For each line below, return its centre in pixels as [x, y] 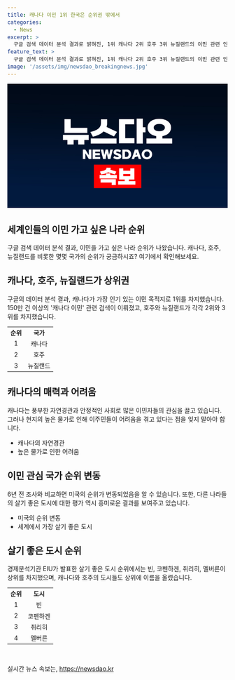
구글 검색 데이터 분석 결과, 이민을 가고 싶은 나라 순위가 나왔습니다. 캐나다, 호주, [114, 248]
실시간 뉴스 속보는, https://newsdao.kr [60, 668]
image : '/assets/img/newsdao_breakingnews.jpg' [78, 67]
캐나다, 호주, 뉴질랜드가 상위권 [68, 281]
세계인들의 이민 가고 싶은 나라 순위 [76, 229]
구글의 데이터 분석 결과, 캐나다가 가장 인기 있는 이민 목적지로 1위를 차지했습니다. [115, 299]
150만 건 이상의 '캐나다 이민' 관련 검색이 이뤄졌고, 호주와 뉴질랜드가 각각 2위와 [114, 307]
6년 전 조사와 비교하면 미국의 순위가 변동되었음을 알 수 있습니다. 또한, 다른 [108, 494]
